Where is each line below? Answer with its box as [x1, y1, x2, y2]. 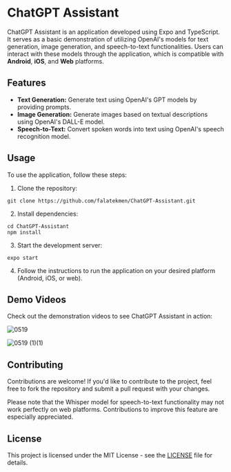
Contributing [7, 359, 63, 370]
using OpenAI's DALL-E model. [17, 117, 105, 126]
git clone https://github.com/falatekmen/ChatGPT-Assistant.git [7, 197, 196, 205]
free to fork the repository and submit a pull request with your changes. [7, 385, 210, 393]
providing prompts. [17, 102, 72, 111]
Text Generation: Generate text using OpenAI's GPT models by [17, 95, 197, 104]
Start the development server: [17, 240, 103, 249]
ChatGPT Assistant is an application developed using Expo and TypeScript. [7, 28, 221, 36]
